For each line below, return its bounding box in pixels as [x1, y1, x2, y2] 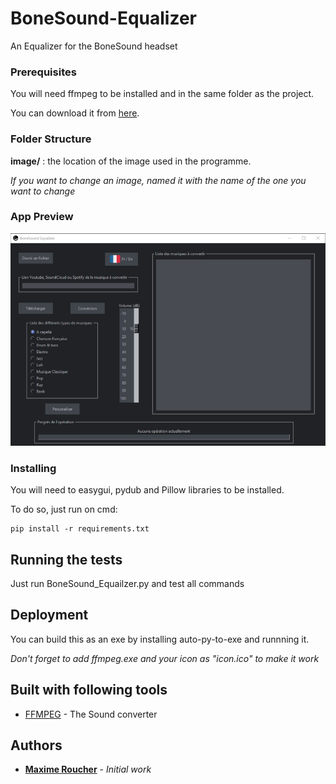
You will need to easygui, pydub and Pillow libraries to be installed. [10, 484, 285, 496]
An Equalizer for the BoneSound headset [10, 40, 178, 52]
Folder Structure [10, 132, 92, 146]
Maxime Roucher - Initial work [24, 763, 152, 776]
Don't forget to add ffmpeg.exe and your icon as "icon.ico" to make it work [10, 652, 320, 664]
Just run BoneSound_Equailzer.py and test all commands [10, 578, 245, 590]
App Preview [10, 210, 74, 224]
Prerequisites [10, 65, 77, 79]
